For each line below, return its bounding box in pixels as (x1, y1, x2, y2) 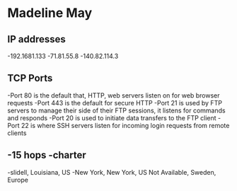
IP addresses (7, 33, 66, 45)
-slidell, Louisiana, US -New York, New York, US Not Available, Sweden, (7, 168, 216, 176)
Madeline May (7, 5, 93, 21)
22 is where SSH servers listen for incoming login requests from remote (21, 121, 230, 129)
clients (7, 129, 27, 137)
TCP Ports (7, 72, 53, 84)
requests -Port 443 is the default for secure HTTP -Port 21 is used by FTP (7, 98, 223, 107)
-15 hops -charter (7, 149, 86, 161)
